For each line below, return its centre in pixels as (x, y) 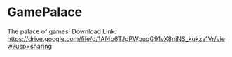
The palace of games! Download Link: (62, 31)
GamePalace (45, 12)
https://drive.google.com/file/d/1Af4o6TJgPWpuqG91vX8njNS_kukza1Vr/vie (116, 38)
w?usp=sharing (30, 46)
